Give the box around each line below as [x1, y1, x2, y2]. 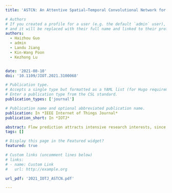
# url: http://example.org [5, 166, 68, 172]
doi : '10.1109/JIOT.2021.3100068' [5, 73, 79, 78]
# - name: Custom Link [5, 162, 54, 167]
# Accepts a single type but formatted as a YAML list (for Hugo [5, 87, 147, 92]
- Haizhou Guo [10, 36, 40, 41]
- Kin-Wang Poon [10, 50, 45, 55]
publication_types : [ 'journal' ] [5, 96, 74, 102]
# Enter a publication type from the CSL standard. [5, 92, 118, 97]
